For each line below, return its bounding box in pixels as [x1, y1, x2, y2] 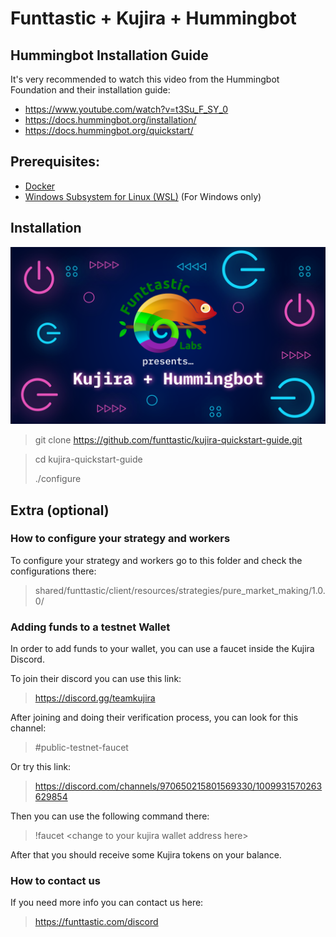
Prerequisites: [10, 153, 100, 171]
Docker [24, 180, 56, 192]
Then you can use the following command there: [10, 810, 210, 822]
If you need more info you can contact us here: [10, 897, 204, 909]
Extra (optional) [10, 502, 110, 519]
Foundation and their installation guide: [10, 84, 171, 96]
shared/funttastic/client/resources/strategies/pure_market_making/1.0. [34, 584, 326, 596]
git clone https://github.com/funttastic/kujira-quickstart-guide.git [34, 434, 303, 446]
